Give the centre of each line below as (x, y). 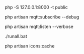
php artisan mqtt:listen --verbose (39, 26)
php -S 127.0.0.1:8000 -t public (36, 7)
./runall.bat (16, 36)
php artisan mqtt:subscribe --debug (42, 17)
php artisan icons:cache (30, 46)
